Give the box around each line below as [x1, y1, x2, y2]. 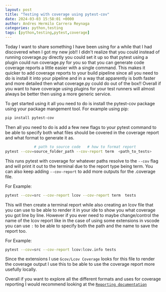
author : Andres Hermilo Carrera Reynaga [5, 21, 90, 26]
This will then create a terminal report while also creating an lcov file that [5, 202, 154, 208]
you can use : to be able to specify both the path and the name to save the [5, 223, 158, 229]
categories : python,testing [5, 26, 63, 31]
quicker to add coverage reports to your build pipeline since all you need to [5, 70, 159, 76]
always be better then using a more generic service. [5, 91, 111, 97]
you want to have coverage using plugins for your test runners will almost [5, 86, 155, 91]
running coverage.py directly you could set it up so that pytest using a [5, 54, 148, 60]
